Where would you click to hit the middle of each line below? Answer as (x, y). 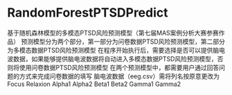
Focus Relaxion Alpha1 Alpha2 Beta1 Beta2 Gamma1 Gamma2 (94, 84)
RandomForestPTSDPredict (88, 13)
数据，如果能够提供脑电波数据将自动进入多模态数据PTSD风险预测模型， (115, 59)
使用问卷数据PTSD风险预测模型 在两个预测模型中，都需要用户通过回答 (119, 67)
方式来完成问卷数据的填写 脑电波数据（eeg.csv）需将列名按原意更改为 (119, 76)
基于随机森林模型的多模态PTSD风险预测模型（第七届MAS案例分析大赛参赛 (113, 33)
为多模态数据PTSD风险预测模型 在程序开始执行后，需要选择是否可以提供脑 (113, 50)
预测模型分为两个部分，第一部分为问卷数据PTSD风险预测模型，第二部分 (123, 41)
